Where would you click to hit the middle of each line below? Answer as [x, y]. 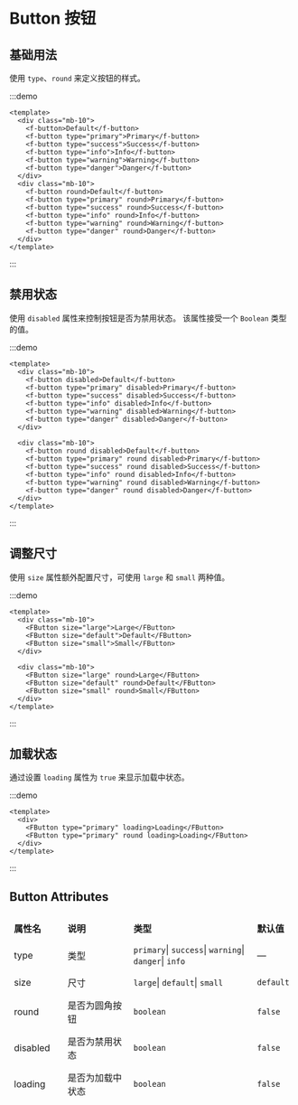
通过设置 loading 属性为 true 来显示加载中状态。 [99, 777]
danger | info [159, 961]
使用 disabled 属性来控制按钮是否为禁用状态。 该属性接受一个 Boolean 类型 [148, 318]
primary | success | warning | [189, 950]
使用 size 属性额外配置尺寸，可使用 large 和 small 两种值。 [120, 577]
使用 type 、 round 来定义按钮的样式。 [78, 78]
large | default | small [178, 983]
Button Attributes [59, 897]
